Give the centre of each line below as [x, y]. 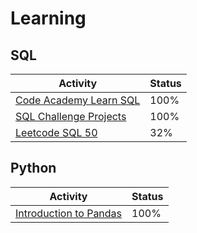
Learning [48, 18]
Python [33, 168]
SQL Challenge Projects [71, 116]
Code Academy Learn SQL [78, 100]
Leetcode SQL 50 [56, 132]
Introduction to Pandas [69, 213]
